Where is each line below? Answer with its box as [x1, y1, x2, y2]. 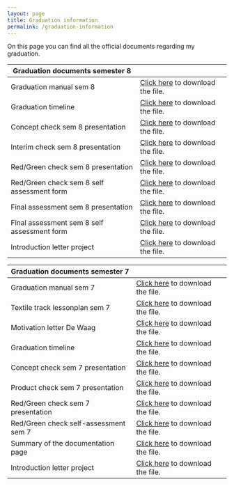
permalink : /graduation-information [7, 23, 114, 30]
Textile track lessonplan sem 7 [10, 303, 111, 313]
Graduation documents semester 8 [13, 66, 132, 76]
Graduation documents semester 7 [10, 267, 130, 276]
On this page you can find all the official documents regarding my [7, 42, 195, 51]
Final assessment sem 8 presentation [10, 203, 133, 212]
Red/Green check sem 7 [10, 398, 91, 408]
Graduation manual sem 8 [10, 82, 95, 92]
